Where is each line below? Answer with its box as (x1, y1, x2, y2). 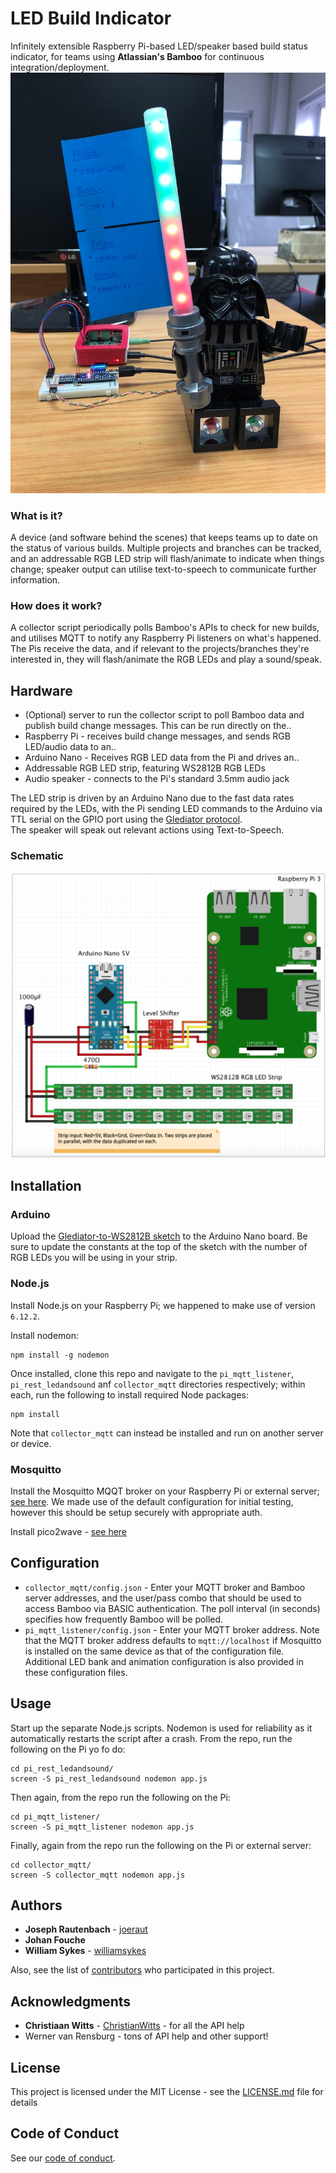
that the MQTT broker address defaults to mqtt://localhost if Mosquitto (24, 1634, 322, 1646)
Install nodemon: (10, 1329, 80, 1341)
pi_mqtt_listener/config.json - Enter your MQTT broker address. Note (24, 1623, 320, 1636)
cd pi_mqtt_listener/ (10, 1812, 101, 1822)
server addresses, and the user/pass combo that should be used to (24, 1592, 302, 1604)
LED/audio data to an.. (24, 741, 117, 753)
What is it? (10, 508, 63, 522)
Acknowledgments (10, 1993, 132, 2010)
